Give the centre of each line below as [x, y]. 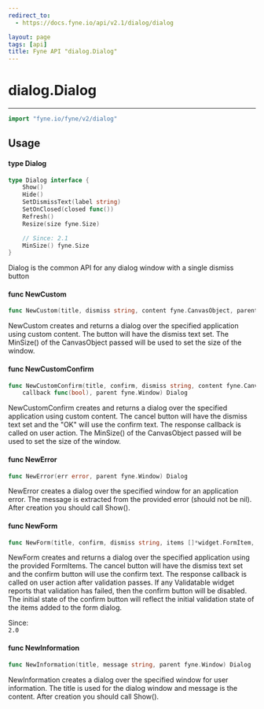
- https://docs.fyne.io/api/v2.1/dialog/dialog [95, 23]
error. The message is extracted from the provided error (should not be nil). [130, 500]
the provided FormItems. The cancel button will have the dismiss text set [126, 566]
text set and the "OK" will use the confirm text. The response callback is [125, 425]
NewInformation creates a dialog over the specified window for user [118, 679]
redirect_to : [29, 15]
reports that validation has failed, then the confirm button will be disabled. [128, 591]
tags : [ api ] [27, 44]
